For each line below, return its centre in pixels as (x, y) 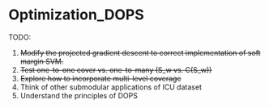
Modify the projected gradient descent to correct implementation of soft (140, 52)
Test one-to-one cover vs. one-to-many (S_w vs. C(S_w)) (116, 69)
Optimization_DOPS (76, 15)
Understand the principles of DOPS (79, 95)
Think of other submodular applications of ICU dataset (111, 87)
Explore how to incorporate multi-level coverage (100, 78)
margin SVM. (42, 61)
